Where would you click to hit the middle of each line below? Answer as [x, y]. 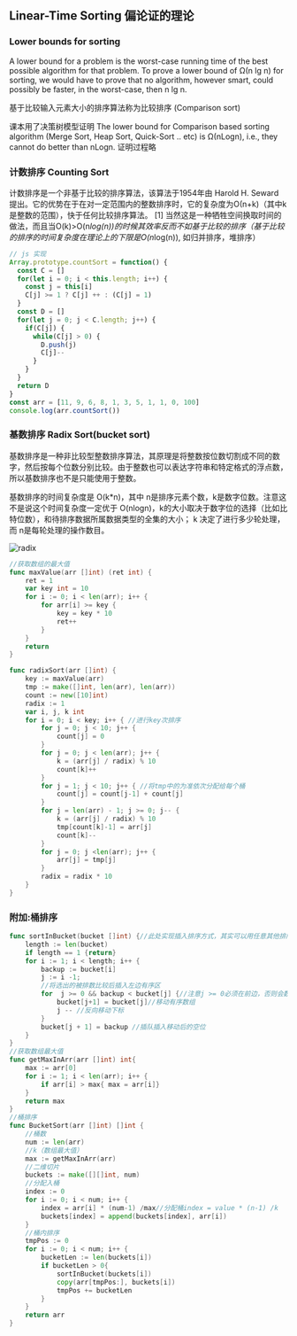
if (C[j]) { [45, 328]
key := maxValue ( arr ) [65, 679]
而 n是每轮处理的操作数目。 [59, 530]
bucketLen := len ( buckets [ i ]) [96, 1258]
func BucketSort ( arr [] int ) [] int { [76, 1126]
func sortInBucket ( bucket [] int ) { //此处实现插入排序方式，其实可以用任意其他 [145, 936]
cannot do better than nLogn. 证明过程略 [83, 147]
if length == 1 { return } [71, 952]
